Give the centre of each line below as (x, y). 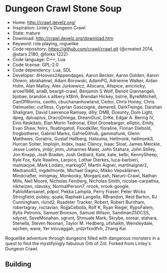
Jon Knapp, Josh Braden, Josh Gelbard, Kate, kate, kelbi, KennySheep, (85, 154)
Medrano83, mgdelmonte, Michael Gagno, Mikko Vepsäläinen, (76, 170)
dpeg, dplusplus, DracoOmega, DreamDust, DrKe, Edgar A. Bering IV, (83, 117)
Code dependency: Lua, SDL (42, 70)
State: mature (26, 33)
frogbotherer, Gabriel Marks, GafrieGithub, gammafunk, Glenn (76, 133)
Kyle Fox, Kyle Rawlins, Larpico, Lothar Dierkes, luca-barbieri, (76, 160)
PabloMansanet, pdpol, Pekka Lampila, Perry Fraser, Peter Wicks (79, 191)
